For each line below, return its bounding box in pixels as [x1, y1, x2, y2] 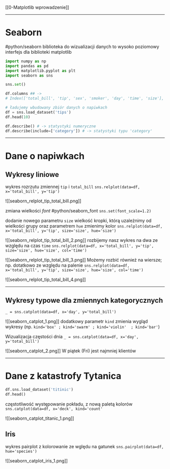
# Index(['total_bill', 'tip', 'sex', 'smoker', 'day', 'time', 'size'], [5, 96, 164, 101]
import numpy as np [5, 58, 47, 64]
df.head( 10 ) [5, 114, 30, 120]
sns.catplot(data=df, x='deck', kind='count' [5, 406, 103, 411]
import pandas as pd [5, 63, 49, 68]
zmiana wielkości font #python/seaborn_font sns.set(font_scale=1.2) [5, 208, 152, 214]
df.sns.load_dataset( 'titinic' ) [5, 387, 73, 392]
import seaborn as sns [5, 73, 53, 78]
